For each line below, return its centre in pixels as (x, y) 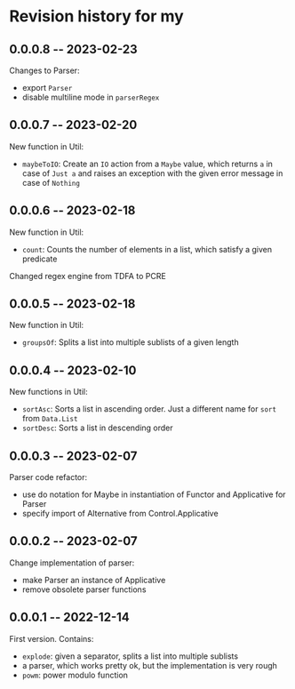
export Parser (47, 88)
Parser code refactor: (48, 477)
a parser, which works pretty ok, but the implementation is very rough (150, 665)
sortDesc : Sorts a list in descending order (97, 428)
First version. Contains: (52, 638)
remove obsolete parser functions (84, 589)
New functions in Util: (48, 392)
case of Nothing (51, 182)
